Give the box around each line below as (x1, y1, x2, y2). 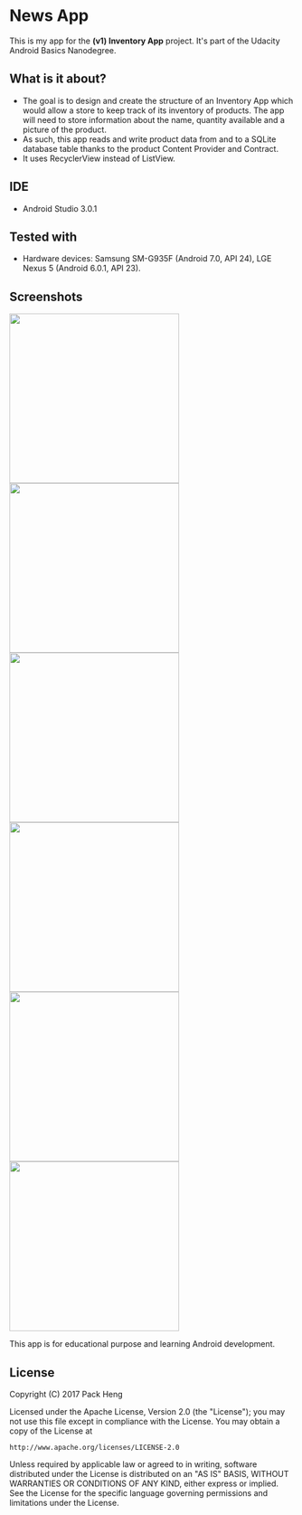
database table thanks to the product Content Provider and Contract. (22, 143, 278, 154)
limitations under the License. (9, 1498, 119, 1508)
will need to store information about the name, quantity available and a (22, 114, 285, 125)
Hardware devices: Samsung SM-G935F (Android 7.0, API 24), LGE (22, 253, 272, 264)
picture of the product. (22, 124, 107, 135)
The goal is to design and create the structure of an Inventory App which (22, 95, 294, 106)
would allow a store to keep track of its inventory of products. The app (22, 105, 285, 116)
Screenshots (9, 289, 83, 304)
